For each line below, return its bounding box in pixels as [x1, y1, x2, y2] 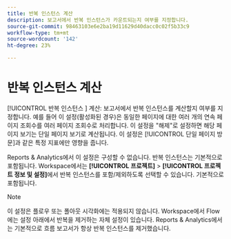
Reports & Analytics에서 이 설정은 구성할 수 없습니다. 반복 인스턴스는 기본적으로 [7, 153, 223, 161]
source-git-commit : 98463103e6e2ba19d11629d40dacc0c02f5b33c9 [7, 23, 190, 30]
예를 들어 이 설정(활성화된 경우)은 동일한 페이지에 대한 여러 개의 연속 [32, 112, 216, 121]
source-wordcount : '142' [7, 36, 79, 43]
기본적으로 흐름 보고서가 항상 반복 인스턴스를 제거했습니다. [14, 224, 171, 232]
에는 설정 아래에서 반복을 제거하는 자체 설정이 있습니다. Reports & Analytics [7, 215, 212, 224]
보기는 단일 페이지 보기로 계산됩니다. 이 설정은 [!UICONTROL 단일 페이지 [19, 129, 216, 138]
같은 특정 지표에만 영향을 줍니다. [21, 138, 109, 147]
